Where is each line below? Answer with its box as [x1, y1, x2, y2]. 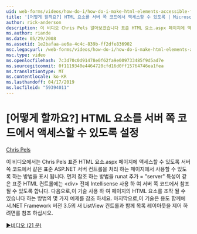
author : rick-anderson [6, 19, 62, 25]
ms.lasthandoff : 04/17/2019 [6, 80, 75, 85]
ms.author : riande [6, 30, 51, 36]
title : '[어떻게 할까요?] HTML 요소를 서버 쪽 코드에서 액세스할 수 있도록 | [6, 14, 171, 20]
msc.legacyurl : [6, 47, 43, 53]
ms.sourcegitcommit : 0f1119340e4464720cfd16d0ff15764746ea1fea [6, 63, 164, 69]
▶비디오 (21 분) [6, 222, 42, 229]
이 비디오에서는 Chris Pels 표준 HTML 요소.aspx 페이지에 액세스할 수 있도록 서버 [6, 158, 191, 165]
